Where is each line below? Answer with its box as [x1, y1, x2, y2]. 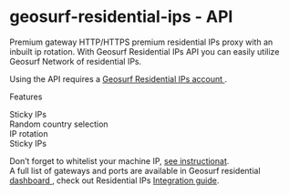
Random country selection [9, 118, 108, 129]
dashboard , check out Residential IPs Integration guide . [9, 175, 220, 186]
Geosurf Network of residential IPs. [9, 56, 142, 67]
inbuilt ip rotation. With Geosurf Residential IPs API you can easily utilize [9, 46, 280, 56]
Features [9, 91, 43, 102]
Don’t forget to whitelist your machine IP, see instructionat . [9, 155, 230, 166]
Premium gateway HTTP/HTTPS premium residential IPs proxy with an [9, 36, 274, 47]
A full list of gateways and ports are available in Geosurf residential [9, 165, 262, 176]
